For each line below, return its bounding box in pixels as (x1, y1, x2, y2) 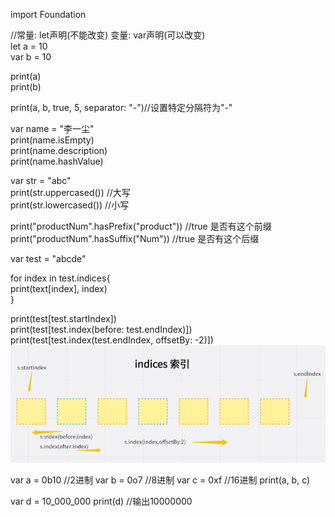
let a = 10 (10, 40, 48, 52)
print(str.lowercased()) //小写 (10, 199, 130, 211)
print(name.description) (10, 145, 108, 156)
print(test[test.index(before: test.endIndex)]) (10, 324, 193, 335)
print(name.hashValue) (10, 155, 104, 167)
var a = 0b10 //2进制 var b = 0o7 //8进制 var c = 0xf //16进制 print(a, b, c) (10, 474, 311, 486)
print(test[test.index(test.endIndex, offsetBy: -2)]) (10, 334, 214, 346)
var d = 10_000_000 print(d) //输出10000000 (10, 495, 193, 508)
